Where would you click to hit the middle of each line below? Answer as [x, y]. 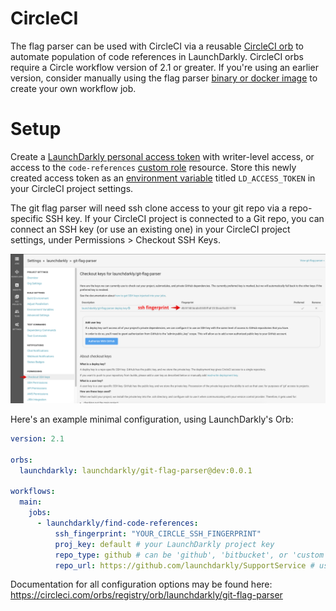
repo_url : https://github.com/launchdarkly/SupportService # [184, 565]
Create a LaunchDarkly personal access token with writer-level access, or [162, 156]
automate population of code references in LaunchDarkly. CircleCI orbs [157, 56]
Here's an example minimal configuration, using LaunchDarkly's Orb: [152, 419]
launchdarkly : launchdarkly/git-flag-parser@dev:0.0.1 [136, 470]
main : [31, 502]
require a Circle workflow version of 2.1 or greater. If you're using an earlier [164, 67]
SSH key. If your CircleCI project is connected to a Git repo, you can [185, 218]
